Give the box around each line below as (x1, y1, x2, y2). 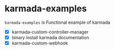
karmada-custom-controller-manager (11, 29, 89, 35)
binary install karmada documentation (11, 35, 90, 40)
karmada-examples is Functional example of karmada (4, 19, 111, 25)
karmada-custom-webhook (11, 40, 68, 46)
